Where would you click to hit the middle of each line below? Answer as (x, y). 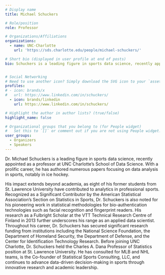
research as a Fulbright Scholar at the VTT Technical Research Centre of (79, 215)
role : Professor (22, 27)
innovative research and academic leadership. (52, 267)
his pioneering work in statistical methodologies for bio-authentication (76, 205)
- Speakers (21, 145)
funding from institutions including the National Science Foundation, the (78, 231)
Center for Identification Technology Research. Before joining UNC (72, 241)
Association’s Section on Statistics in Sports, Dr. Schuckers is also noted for (82, 199)
